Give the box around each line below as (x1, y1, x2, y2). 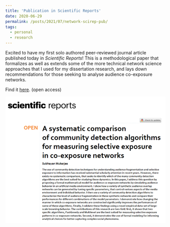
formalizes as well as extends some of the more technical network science (5, 61, 162, 66)
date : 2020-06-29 (5, 13, 42, 19)
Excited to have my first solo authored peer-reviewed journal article (5, 50, 147, 55)
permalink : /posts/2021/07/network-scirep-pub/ (5, 19, 108, 24)
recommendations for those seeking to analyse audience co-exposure (5, 71, 153, 77)
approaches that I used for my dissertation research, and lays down (5, 66, 147, 72)
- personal (10, 30, 33, 35)
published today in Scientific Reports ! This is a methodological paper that (5, 55, 159, 61)
